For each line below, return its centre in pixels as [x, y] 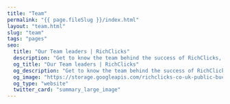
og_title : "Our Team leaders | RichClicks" [76, 64]
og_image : [27, 77]
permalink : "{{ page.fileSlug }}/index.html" [73, 20]
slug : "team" [26, 32]
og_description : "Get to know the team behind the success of [104, 70]
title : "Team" [27, 13]
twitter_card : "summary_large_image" [67, 90]
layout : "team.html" [37, 26]
